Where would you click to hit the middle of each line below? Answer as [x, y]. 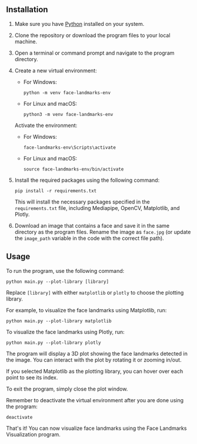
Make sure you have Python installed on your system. [79, 24]
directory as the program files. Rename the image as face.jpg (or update [103, 232]
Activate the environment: [46, 125]
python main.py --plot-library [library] [58, 282]
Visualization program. [33, 434]
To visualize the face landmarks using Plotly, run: [65, 332]
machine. [26, 41]
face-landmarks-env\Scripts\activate [70, 147]
